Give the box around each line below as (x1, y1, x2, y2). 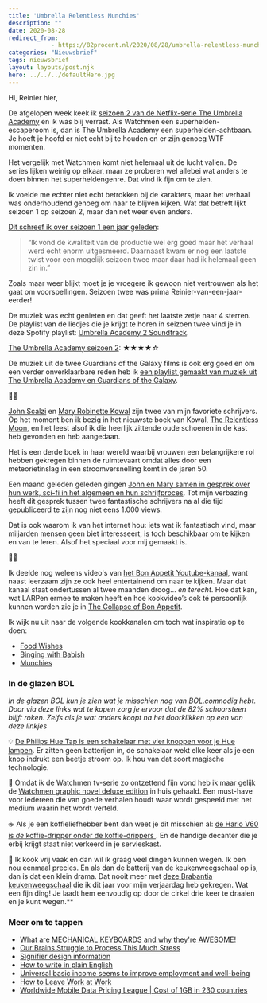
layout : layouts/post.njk (8, 64, 94, 72)
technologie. (8, 762, 49, 772)
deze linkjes (8, 721, 48, 731)
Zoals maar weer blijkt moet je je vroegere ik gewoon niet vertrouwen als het (8, 278, 259, 287)
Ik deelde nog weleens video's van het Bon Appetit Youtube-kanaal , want (8, 568, 249, 577)
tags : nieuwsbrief (8, 57, 69, 64)
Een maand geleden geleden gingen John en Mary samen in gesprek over (8, 479, 250, 489)
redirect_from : (8, 33, 59, 42)
